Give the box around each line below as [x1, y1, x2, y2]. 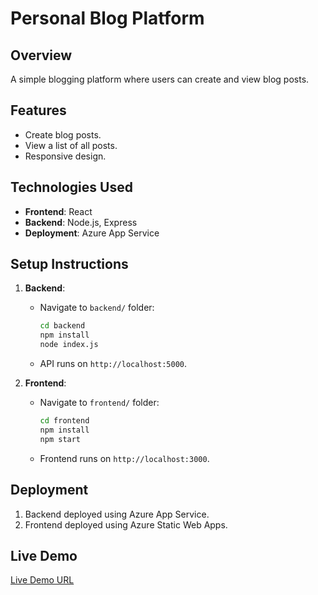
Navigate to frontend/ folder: [39, 397, 160, 409]
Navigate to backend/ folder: [39, 302, 155, 314]
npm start [39, 434, 82, 444]
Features [10, 102, 67, 119]
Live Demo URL [10, 574, 75, 586]
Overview [10, 47, 73, 64]
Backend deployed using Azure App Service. [24, 508, 210, 520]
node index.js [39, 340, 99, 350]
